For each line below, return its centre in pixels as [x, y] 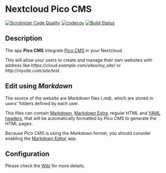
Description [24, 38]
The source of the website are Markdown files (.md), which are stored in [79, 98]
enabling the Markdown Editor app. [41, 138]
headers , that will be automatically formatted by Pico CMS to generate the [81, 118]
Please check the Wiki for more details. [45, 166]
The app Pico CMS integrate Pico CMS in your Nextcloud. [64, 50]
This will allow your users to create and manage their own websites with [79, 60]
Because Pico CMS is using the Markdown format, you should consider [78, 133]
